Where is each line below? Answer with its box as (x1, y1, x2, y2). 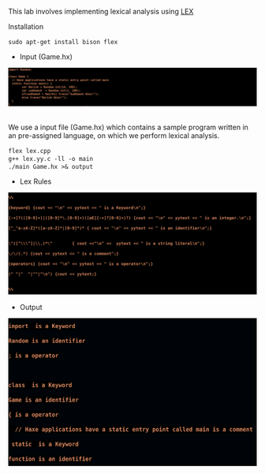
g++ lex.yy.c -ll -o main (8, 155, 93, 162)
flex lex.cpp (8, 147, 51, 155)
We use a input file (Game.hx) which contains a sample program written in (8, 122, 248, 132)
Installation (8, 22, 44, 31)
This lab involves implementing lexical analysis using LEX (8, 7, 194, 16)
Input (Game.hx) (19, 52, 73, 62)
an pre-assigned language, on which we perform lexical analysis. (8, 130, 220, 140)
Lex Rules (19, 177, 52, 186)
